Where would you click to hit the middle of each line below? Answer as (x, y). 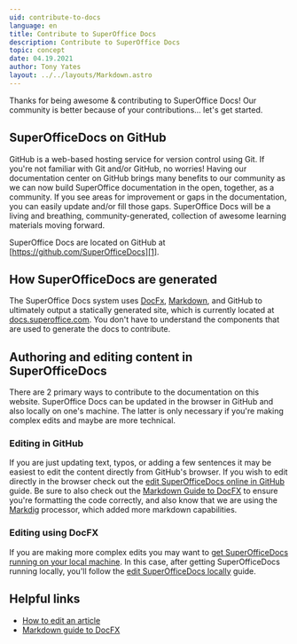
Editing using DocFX (54, 533)
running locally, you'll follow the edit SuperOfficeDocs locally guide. (133, 571)
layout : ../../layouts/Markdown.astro (81, 75)
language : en (33, 26)
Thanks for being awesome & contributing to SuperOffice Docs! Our (133, 100)
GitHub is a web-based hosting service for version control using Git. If (137, 159)
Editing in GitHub (47, 444)
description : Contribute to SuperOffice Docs (94, 42)
